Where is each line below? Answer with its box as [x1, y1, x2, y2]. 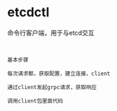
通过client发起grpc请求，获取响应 [7, 83, 97, 90]
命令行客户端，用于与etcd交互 [7, 28, 95, 37]
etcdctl [7, 4, 50, 21]
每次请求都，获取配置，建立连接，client [7, 70, 111, 77]
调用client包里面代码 [7, 97, 63, 105]
